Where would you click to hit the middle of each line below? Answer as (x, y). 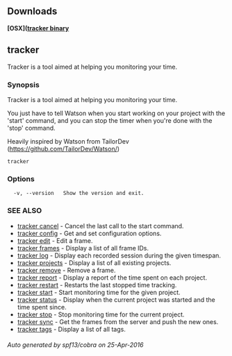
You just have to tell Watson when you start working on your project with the (116, 113)
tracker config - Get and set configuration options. (89, 233)
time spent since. (42, 307)
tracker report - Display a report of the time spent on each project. (112, 278)
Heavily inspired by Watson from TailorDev (68, 141)
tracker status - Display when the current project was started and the (116, 299)
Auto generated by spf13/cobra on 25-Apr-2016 (75, 345)
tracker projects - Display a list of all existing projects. (94, 262)
